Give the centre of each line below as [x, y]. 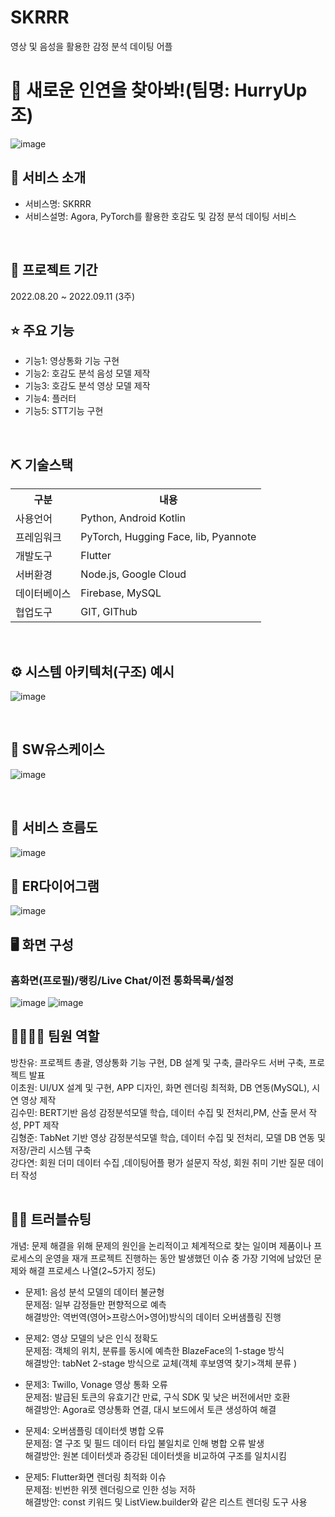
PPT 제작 [41, 1125]
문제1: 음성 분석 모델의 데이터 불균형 [94, 1292]
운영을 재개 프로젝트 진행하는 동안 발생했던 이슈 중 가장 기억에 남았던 [178, 1258]
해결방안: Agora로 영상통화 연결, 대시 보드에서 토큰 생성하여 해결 [150, 1409]
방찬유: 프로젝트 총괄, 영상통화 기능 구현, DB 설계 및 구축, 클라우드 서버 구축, [158, 1062]
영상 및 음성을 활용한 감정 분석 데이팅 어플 [91, 46]
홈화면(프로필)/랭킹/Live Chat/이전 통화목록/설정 [122, 980]
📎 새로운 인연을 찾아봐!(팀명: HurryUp [159, 90]
